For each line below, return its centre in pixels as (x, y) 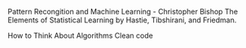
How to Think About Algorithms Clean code (81, 36)
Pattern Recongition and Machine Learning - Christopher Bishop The (123, 12)
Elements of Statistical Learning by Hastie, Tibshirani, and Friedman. (122, 20)
